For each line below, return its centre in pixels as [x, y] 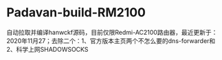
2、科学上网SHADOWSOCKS [47, 49]
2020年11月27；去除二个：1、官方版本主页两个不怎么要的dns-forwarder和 [111, 41]
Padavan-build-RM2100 [76, 13]
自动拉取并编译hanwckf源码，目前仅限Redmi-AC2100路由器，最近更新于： [112, 32]
